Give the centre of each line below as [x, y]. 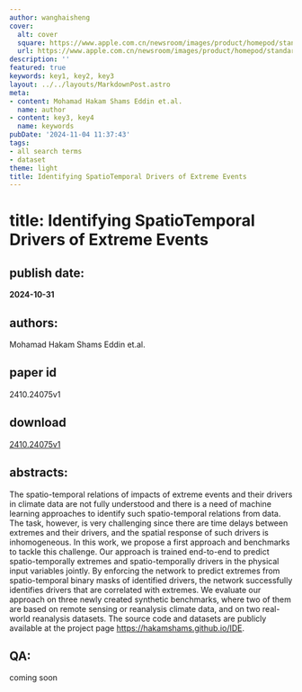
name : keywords [46, 127]
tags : [19, 143]
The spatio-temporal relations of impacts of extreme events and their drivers [151, 494]
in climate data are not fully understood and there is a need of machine [141, 503]
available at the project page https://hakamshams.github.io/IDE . [127, 628]
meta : [19, 93]
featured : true [38, 68]
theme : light [34, 168]
